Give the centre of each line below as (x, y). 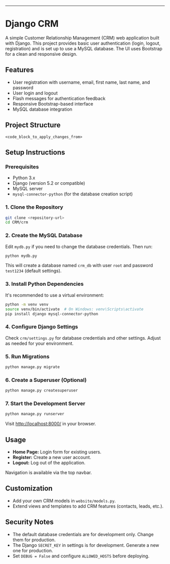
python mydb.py (21, 256)
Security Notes (30, 522)
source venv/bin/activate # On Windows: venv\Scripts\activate (74, 309)
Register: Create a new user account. (52, 457)
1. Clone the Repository (34, 207)
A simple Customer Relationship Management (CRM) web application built (82, 38)
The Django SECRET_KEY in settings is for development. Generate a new (86, 545)
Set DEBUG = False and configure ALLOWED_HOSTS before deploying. (81, 556)
